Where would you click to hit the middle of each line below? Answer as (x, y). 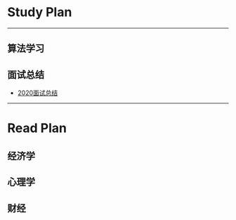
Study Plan (40, 12)
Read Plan (37, 128)
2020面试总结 (38, 93)
